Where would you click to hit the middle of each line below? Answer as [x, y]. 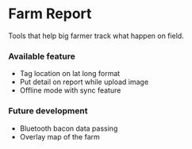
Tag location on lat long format [70, 74]
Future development [48, 111]
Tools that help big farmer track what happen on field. [96, 36]
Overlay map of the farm [60, 136]
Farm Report [50, 14]
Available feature [42, 56]
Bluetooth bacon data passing [69, 128]
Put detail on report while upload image [84, 82]
